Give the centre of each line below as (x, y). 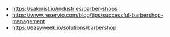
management (28, 21)
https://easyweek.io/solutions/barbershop (64, 27)
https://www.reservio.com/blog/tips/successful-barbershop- (88, 15)
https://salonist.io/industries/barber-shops (65, 9)
